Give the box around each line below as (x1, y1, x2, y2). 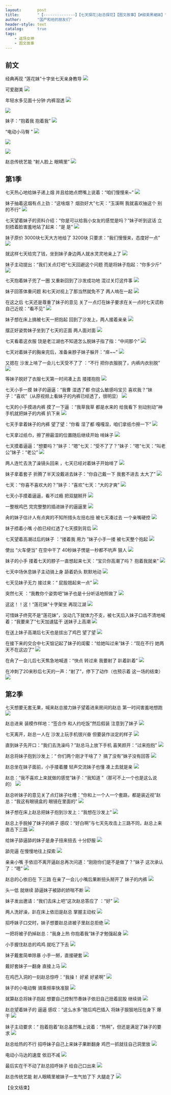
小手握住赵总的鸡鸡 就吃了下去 (5, 941, 69, 948)
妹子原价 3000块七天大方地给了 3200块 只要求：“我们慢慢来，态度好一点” (5, 235, 160, 241)
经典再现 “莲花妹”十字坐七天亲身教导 (5, 75, 82, 82)
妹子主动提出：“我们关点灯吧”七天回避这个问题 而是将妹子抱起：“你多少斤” (5, 262, 162, 268)
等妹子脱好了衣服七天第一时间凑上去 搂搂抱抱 (5, 376, 100, 382)
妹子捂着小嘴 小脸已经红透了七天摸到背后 (5, 525, 92, 531)
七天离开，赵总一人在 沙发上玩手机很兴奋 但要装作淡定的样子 (5, 731, 133, 737)
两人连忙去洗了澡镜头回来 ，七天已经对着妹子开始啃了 (5, 460, 118, 467)
